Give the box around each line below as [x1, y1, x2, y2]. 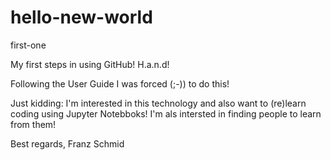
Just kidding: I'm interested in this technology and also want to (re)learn [10, 97, 307, 109]
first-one [10, 39, 47, 51]
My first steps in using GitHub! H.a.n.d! [10, 58, 170, 70]
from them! [10, 118, 57, 130]
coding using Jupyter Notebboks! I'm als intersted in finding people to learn [10, 107, 322, 120]
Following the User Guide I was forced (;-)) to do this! [10, 77, 230, 90]
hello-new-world [10, 6, 153, 29]
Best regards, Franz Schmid [10, 137, 125, 150]
